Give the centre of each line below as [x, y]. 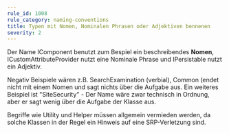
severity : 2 [24, 33]
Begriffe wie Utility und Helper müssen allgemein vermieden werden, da [109, 115]
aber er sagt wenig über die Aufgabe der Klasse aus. [82, 102]
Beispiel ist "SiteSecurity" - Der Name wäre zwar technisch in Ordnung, [108, 95]
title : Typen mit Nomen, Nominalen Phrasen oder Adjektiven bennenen [109, 26]
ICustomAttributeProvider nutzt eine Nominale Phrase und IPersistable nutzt [115, 60]
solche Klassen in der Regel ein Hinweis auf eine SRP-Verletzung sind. [107, 122]
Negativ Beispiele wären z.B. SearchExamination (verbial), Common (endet [113, 80]
